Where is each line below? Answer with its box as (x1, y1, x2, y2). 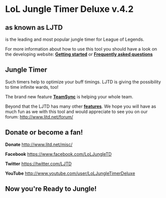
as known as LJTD (5, 23, 63, 32)
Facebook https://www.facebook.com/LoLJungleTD (5, 151, 112, 157)
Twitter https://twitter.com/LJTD (5, 160, 72, 167)
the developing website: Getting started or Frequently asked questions (5, 51, 153, 57)
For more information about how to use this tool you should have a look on (5, 46, 158, 52)
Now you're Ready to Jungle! (5, 185, 97, 193)
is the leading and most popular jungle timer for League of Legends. (5, 36, 145, 42)
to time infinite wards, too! (5, 84, 59, 90)
